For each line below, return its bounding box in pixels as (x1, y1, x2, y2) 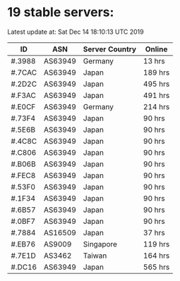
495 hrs (143, 79, 170, 89)
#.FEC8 (11, 170, 36, 180)
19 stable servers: (7, 4, 114, 20)
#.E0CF (11, 101, 36, 111)
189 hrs (143, 68, 170, 77)
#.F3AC (11, 90, 37, 100)
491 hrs (143, 90, 170, 100)
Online (145, 44, 168, 54)
